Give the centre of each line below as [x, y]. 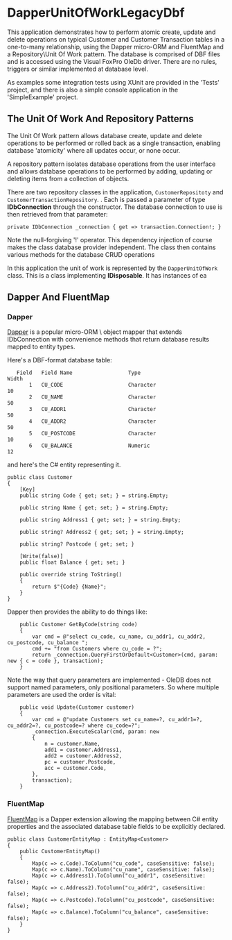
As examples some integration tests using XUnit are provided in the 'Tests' [114, 82]
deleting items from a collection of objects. [68, 178]
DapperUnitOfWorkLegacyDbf [96, 13]
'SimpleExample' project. [43, 97]
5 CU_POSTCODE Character [92, 434]
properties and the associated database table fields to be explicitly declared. [116, 826]
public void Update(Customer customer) [77, 707]
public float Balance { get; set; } [73, 563]
